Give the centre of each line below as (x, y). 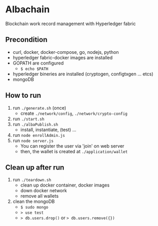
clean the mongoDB (34, 201)
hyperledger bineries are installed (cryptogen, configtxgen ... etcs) (83, 74)
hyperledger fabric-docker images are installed (63, 57)
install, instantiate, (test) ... (48, 130)
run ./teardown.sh (32, 180)
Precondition (26, 40)
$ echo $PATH (34, 69)
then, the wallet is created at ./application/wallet (74, 151)
